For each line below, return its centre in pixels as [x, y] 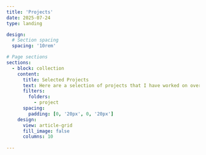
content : [29, 74]
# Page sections [27, 57]
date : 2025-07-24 [29, 18]
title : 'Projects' [30, 12]
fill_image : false [46, 131]
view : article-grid [47, 125]
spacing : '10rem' [34, 46]
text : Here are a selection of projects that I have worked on [105, 85]
